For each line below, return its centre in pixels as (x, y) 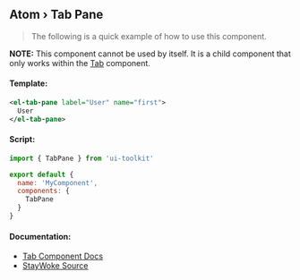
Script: (22, 140)
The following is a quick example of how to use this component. (149, 36)
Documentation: (40, 236)
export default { (42, 174)
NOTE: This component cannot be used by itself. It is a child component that (150, 54)
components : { (43, 191)
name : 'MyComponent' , (58, 182)
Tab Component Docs (63, 256)
